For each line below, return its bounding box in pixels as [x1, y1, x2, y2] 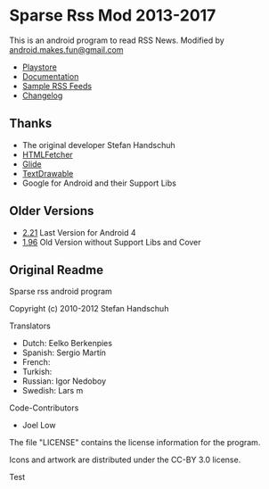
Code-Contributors [9, 402, 79, 413]
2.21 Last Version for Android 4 [21, 227, 136, 237]
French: [21, 357, 51, 368]
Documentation [21, 70, 79, 81]
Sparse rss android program [9, 286, 113, 297]
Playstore [21, 62, 58, 72]
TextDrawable [21, 168, 74, 178]
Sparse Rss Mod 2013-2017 [9, 5, 216, 26]
